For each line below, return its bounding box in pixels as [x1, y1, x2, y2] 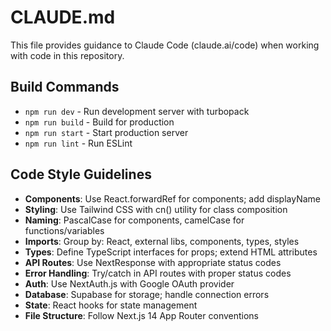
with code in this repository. [10, 49, 125, 61]
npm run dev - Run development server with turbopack [24, 105, 250, 117]
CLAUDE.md [10, 6, 116, 29]
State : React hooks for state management [24, 299, 198, 311]
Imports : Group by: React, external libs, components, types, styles [24, 235, 300, 247]
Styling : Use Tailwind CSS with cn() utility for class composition [24, 203, 288, 215]
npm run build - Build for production [24, 116, 175, 128]
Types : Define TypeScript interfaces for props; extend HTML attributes [24, 246, 318, 258]
